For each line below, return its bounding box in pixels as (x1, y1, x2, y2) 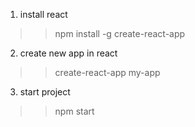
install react (19, 9, 68, 20)
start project (19, 86, 71, 98)
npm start (54, 105, 95, 117)
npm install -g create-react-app (54, 28, 186, 39)
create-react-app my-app (54, 67, 161, 78)
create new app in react (19, 47, 118, 59)
